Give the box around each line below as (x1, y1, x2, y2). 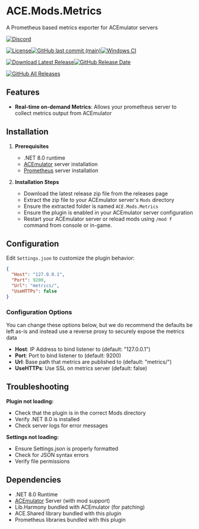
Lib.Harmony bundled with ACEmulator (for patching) (14, 503, 146, 511)
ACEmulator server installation (23, 160, 98, 167)
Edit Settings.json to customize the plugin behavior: (6, 254, 135, 262)
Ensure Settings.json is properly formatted (14, 445, 119, 452)
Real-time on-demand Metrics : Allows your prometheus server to (14, 103, 177, 110)
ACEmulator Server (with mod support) (14, 497, 110, 504)
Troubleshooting (6, 382, 70, 392)
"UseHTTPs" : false (11, 288, 58, 294)
